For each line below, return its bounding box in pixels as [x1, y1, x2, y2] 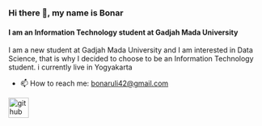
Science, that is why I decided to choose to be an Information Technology [8, 54, 254, 64]
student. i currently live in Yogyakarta [8, 62, 133, 72]
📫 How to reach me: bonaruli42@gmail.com [19, 78, 169, 88]
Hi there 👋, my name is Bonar [8, 7, 124, 19]
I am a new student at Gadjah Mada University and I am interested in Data [8, 45, 253, 55]
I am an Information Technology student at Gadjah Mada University [8, 27, 239, 37]
